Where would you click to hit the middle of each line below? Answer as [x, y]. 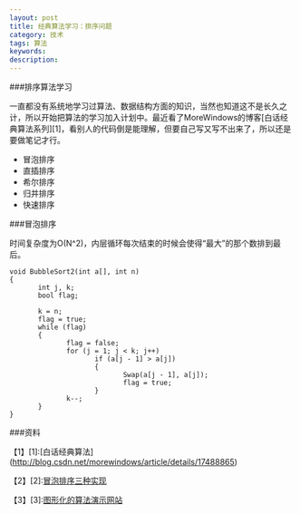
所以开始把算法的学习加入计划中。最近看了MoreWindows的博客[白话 [153, 117]
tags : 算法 [29, 43]
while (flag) [63, 327]
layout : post [34, 18]
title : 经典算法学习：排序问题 [61, 26]
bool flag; [58, 296]
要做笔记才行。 [37, 140]
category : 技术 [37, 34]
